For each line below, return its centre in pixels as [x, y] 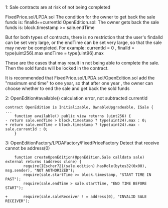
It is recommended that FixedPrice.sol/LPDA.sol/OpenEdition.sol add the [80, 78]
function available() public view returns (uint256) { [73, 116]
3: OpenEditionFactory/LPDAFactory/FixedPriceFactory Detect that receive [82, 143]
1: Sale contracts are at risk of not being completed [58, 7]
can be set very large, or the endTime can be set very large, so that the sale [83, 42]
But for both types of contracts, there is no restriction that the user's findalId [84, 37]
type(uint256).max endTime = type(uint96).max [54, 53]
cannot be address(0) [28, 148]
